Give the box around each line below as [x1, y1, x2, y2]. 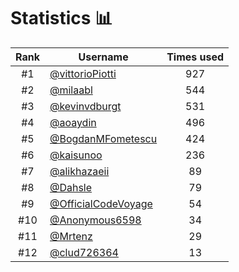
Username [78, 50, 129, 64]
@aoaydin [49, 115, 97, 129]
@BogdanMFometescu [49, 131, 158, 145]
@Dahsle [49, 180, 93, 194]
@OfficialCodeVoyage [49, 196, 153, 210]
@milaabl [49, 83, 93, 97]
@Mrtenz [49, 229, 93, 243]
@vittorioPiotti [49, 66, 117, 80]
